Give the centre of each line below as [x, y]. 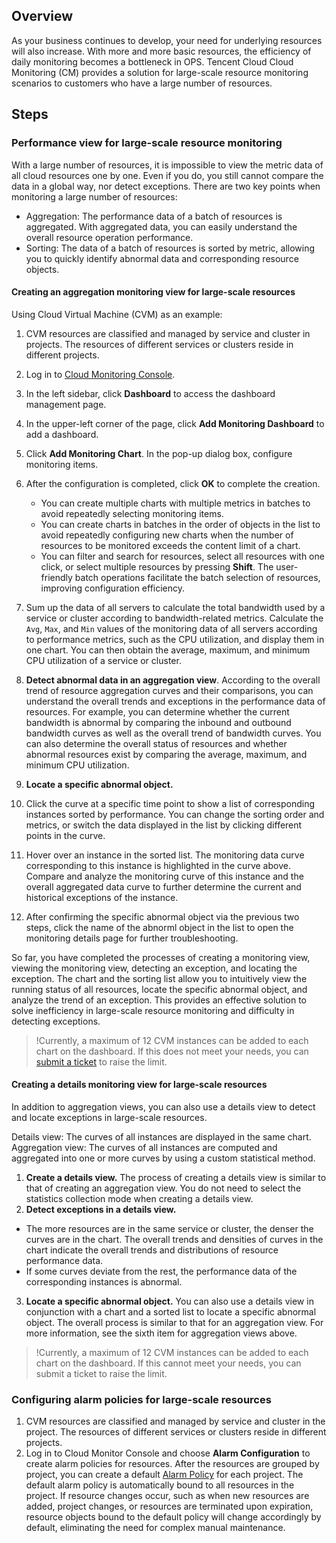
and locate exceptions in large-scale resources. [109, 1117]
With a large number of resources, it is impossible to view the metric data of [167, 165]
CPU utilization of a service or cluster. [103, 660]
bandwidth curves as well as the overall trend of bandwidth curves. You [173, 733]
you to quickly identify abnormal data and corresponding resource [162, 258]
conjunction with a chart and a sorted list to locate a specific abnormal [171, 1311]
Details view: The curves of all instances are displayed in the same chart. [161, 1136]
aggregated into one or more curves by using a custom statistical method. [163, 1158]
